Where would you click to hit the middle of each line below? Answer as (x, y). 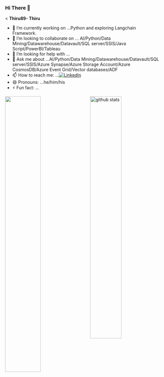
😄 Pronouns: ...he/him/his (39, 82)
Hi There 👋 (18, 8)
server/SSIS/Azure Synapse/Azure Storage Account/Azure (71, 64)
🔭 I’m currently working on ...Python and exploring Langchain (74, 28)
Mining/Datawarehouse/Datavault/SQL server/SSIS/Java (69, 44)
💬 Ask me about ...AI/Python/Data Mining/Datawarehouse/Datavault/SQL (86, 59)
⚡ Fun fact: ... (26, 88)
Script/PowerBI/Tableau (36, 49)
